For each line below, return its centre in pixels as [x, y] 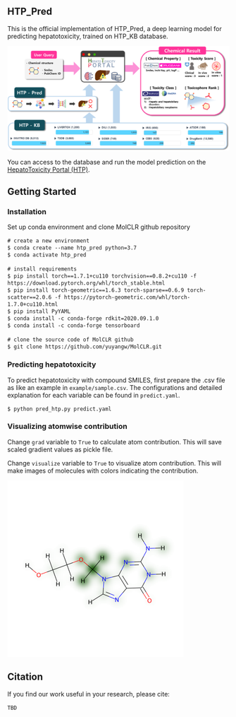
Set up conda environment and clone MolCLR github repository [99, 227]
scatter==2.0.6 [30, 297]
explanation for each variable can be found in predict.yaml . [94, 395]
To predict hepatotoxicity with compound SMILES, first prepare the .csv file [116, 380]
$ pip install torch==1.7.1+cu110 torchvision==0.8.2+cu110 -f [102, 276]
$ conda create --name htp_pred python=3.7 [72, 248]
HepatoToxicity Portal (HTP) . [49, 170]
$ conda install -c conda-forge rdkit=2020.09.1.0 [83, 319]
